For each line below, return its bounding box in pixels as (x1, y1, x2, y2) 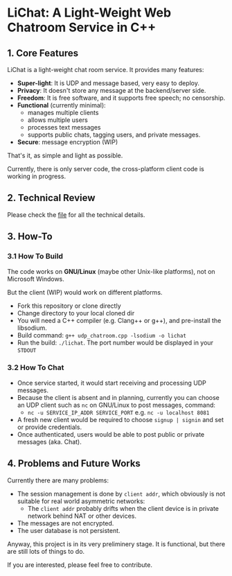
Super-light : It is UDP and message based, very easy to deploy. (17, 79, 199, 87)
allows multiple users (27, 116, 88, 124)
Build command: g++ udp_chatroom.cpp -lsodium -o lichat (17, 331, 187, 339)
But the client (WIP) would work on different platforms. (7, 288, 163, 296)
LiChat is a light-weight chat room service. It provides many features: (7, 66, 204, 73)
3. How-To (7, 231, 53, 243)
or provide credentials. (17, 423, 82, 431)
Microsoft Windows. (7, 274, 64, 283)
